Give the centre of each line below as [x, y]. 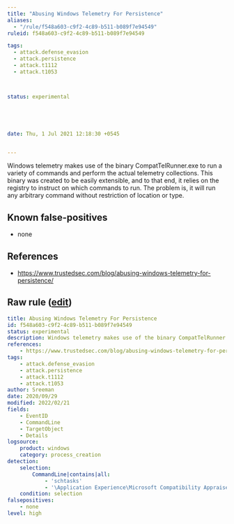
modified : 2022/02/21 [39, 403]
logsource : [23, 442]
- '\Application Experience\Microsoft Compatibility [122, 487]
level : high [24, 514]
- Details [34, 435]
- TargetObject [42, 429]
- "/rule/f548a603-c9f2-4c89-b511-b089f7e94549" [85, 27]
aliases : [20, 20]
